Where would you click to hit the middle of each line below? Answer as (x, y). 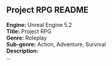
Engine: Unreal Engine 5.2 (39, 24)
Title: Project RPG (29, 31)
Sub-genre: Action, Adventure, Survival (56, 44)
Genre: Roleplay (27, 38)
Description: (22, 51)
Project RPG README (47, 10)
